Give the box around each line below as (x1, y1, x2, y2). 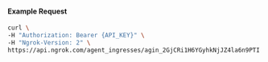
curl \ (7, 24, 30, 32)
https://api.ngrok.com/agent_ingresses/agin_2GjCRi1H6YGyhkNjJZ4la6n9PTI (7, 46, 261, 54)
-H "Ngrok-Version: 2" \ (7, 38, 91, 47)
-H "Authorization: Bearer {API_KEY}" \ (7, 32, 146, 40)
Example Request (7, 6, 68, 16)
